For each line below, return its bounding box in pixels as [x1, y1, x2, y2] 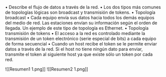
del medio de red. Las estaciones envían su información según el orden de [5, 20, 158, 26]
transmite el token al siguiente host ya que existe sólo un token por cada [5, 51, 153, 57]
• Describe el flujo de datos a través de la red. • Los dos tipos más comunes [5, 4, 161, 10]
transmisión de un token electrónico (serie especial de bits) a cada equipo [5, 36, 157, 41]
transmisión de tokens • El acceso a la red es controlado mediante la [5, 31, 145, 36]
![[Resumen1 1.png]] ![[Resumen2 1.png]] [5, 66, 88, 72]
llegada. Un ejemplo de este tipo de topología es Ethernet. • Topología [5, 25, 149, 31]
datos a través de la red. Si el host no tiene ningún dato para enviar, [5, 46, 143, 52]
